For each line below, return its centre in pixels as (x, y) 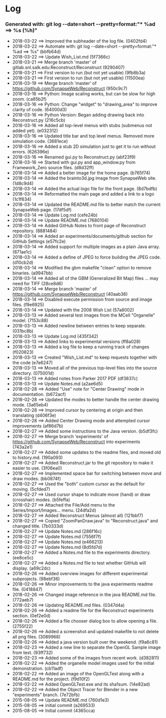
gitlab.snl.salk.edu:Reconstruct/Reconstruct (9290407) (68, 67)
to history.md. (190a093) (37, 457)
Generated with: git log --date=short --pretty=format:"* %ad (80, 24)
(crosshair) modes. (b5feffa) (41, 500)
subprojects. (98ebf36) (36, 579)
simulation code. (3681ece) (40, 141)
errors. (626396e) (31, 152)
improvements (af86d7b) (38, 426)
